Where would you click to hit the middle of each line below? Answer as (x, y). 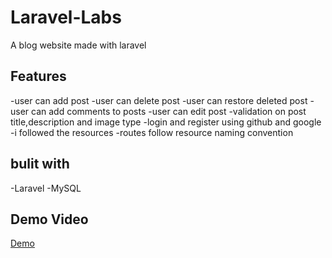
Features (38, 76)
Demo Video (49, 219)
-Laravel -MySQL (46, 188)
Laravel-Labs (66, 17)
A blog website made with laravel (78, 45)
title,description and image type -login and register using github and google (166, 122)
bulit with (40, 164)
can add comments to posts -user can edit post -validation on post (169, 111)
